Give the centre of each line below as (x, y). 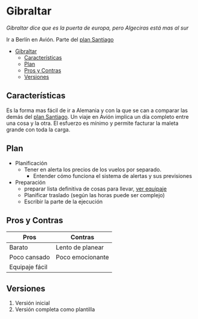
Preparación (30, 182)
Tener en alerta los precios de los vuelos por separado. (93, 169)
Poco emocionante (82, 257)
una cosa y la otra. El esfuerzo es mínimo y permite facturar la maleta (93, 123)
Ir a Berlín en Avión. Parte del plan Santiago (60, 39)
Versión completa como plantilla (55, 309)
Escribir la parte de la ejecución (63, 201)
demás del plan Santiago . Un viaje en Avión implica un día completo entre (97, 116)
